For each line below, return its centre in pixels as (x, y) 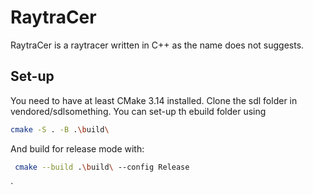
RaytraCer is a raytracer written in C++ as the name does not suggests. (157, 45)
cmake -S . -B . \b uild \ (60, 129)
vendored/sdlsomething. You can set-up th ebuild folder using (138, 111)
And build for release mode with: (77, 148)
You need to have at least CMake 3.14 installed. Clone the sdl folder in (154, 100)
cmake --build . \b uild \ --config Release (102, 167)
